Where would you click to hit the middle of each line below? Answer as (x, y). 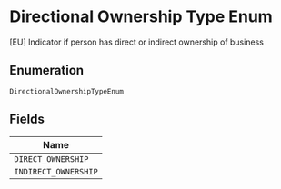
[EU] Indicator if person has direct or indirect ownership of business (136, 42)
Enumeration (47, 70)
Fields (27, 119)
